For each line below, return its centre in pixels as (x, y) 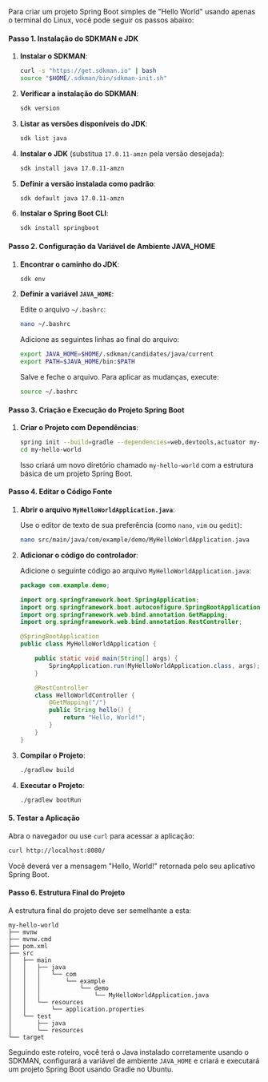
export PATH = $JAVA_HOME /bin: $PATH (77, 362)
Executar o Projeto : (52, 785)
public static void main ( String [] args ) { (106, 659)
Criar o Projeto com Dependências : (79, 428)
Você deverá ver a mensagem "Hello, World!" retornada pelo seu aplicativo (132, 866)
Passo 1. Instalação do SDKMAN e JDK (73, 38)
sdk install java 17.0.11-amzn (72, 168)
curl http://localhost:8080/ (57, 851)
